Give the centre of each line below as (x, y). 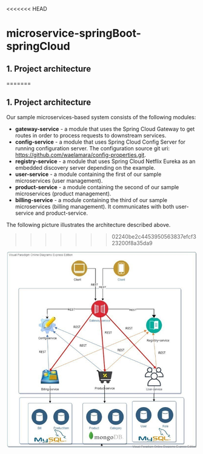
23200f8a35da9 (132, 243)
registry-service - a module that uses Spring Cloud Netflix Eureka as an (105, 161)
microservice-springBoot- (74, 33)
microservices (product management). (63, 194)
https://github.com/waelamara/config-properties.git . (81, 155)
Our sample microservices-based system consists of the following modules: (101, 117)
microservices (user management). (59, 180)
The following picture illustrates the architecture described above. (88, 225)
